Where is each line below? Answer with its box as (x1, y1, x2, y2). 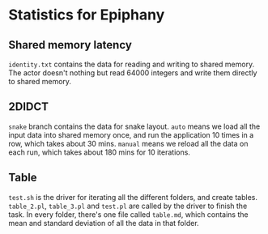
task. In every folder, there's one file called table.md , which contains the (8, 209, 249, 219)
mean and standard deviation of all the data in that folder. (8, 218, 200, 228)
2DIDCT (8, 100, 49, 114)
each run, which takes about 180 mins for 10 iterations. (8, 147, 190, 157)
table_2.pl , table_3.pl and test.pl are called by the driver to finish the (8, 201, 248, 211)
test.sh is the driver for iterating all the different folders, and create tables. (8, 192, 257, 202)
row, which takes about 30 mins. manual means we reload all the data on (8, 138, 249, 148)
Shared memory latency (8, 38, 132, 52)
